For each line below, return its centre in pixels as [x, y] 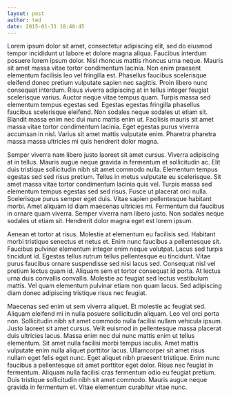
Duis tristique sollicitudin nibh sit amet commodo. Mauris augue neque [107, 380]
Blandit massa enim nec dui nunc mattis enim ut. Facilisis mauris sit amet [110, 120]
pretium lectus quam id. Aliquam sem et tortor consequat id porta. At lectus [114, 271]
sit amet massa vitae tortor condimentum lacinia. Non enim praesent [104, 68]
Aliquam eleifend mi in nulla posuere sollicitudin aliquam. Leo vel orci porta [113, 314]
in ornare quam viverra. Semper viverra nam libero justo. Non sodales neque [115, 214]
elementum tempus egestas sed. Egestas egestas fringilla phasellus [103, 105]
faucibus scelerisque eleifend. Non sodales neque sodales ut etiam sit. [108, 112]
